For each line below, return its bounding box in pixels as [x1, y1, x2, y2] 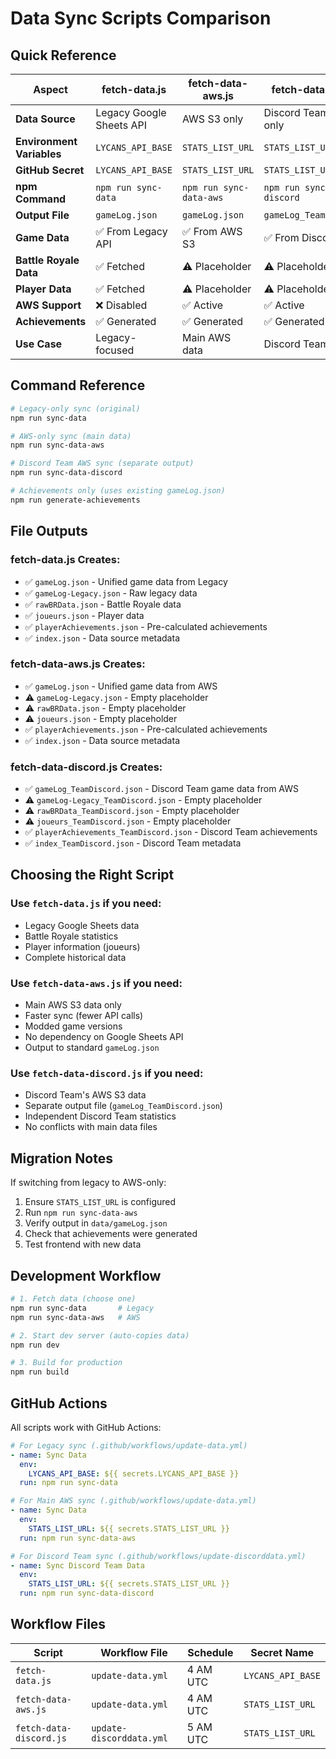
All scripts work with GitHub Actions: [10, 1421, 162, 1433]
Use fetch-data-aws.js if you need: [10, 976, 183, 990]
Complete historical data [24, 951, 127, 963]
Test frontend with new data [24, 1238, 142, 1251]
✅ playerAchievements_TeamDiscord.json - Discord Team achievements [24, 826, 318, 838]
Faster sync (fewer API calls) [24, 1010, 144, 1022]
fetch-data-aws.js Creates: [10, 657, 146, 671]
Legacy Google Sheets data [24, 919, 140, 931]
